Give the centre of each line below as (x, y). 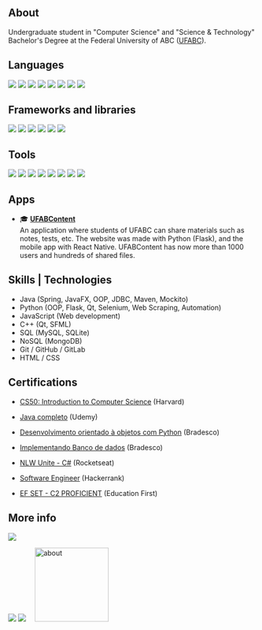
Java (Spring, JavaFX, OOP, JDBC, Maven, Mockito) (104, 299)
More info (32, 518)
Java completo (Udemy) (59, 416)
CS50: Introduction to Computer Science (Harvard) (102, 401)
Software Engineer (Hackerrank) (72, 478)
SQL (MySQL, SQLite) (55, 332)
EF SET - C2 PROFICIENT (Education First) (89, 493)
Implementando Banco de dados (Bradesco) (91, 447)
